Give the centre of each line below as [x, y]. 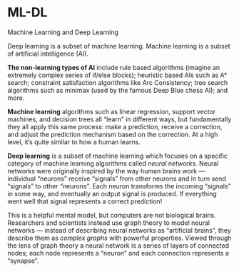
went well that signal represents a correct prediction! [85, 201]
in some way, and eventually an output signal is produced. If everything [112, 193]
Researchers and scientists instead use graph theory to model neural [109, 223]
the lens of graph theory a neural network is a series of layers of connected [118, 245]
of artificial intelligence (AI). [48, 54]
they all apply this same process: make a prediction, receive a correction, [115, 126]
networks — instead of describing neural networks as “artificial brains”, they [119, 230]
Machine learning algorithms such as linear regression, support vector [112, 111]
